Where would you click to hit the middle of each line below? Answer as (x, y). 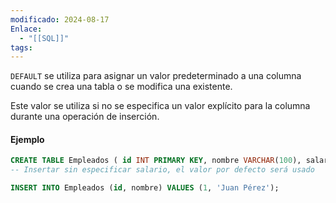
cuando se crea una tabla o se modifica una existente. (121, 87)
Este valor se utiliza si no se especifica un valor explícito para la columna (160, 106)
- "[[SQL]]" (44, 38)
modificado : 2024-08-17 (60, 19)
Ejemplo (27, 139)
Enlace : (26, 29)
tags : (21, 47)
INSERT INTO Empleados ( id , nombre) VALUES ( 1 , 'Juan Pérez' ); (145, 188)
